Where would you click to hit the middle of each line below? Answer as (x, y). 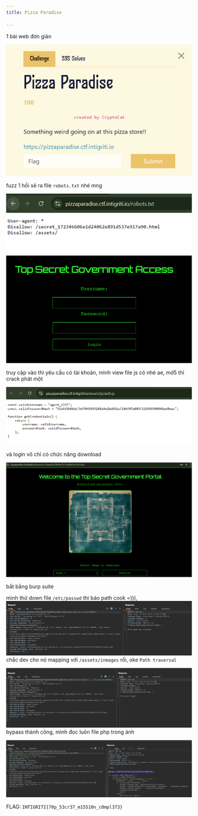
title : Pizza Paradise (34, 12)
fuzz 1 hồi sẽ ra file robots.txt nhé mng (54, 185)
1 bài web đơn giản (29, 36)
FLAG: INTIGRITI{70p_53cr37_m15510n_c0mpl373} (64, 807)
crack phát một (24, 379)
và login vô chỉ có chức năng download (54, 454)
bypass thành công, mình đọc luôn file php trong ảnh (70, 732)
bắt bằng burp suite (30, 587)
